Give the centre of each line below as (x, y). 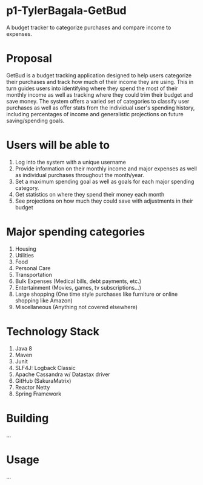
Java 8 (23, 348)
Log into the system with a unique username (70, 162)
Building (28, 418)
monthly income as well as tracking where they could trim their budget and (100, 94)
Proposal (29, 59)
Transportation (34, 274)
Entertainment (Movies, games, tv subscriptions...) (78, 287)
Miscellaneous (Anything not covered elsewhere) (76, 307)
